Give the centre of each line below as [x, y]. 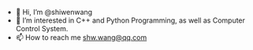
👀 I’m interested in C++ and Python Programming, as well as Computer [130, 20]
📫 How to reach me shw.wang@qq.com [81, 37]
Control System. [42, 29]
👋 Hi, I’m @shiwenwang [54, 12]
